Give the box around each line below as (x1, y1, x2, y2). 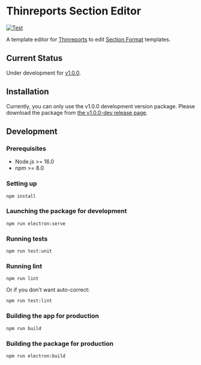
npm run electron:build (6, 353, 66, 359)
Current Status (6, 53, 63, 64)
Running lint (6, 262, 43, 271)
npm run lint (6, 275, 39, 282)
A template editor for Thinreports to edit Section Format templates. (6, 35, 171, 43)
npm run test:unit (6, 248, 52, 254)
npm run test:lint (6, 298, 52, 304)
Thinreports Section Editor (6, 4, 142, 18)
